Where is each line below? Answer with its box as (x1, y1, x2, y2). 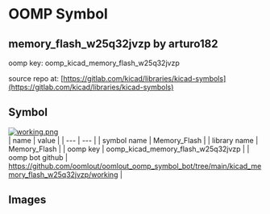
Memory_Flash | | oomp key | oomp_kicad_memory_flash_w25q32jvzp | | (8, 144, 250, 154)
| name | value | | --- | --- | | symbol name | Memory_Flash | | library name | (8, 135, 259, 145)
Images (8, 193, 47, 207)
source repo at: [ (8, 74, 64, 83)
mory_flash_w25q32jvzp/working (8, 170, 118, 179)
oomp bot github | (8, 152, 69, 162)
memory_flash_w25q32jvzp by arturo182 (8, 37, 218, 51)
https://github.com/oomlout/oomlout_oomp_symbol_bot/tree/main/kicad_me (8, 161, 262, 171)
